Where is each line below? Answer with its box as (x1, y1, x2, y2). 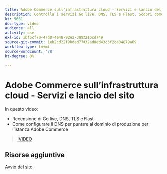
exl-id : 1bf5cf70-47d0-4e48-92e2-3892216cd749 (5, 35, 103, 40)
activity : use (5, 30, 35, 35)
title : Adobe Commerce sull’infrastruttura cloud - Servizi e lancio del (5, 7, 162, 12)
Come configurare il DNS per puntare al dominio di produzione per (12, 121, 149, 127)
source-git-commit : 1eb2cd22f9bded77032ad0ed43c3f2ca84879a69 (5, 40, 137, 45)
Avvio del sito (5, 164, 33, 170)
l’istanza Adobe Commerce (12, 126, 68, 132)
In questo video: (5, 106, 38, 112)
